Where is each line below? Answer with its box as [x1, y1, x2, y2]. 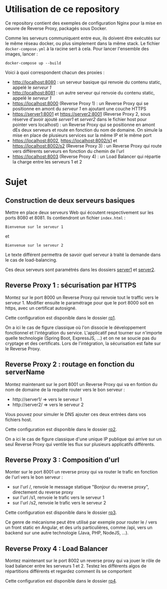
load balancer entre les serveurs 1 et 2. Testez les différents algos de [5, 563, 147, 569]
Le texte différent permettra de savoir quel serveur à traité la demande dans [5, 251, 161, 257]
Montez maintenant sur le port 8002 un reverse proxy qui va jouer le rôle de [5, 557, 161, 563]
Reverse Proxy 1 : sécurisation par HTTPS [5, 281, 137, 289]
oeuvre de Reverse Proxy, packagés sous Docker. [5, 25, 107, 31]
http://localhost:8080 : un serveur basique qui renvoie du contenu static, [12, 79, 162, 85]
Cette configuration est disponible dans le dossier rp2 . [5, 426, 117, 432]
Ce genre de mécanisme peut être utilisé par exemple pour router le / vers [5, 519, 158, 525]
